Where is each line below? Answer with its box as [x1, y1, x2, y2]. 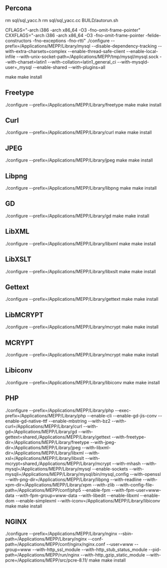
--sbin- [118, 530, 133, 537]
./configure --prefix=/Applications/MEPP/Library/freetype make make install [5, 102, 161, 108]
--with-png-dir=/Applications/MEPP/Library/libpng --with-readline [5, 476, 142, 482]
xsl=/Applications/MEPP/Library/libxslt [5, 455, 84, 461]
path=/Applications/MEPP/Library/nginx [5, 536, 87, 542]
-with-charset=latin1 [5, 59, 47, 65]
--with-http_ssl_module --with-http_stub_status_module [32, 546, 147, 552]
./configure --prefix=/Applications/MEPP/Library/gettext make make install [5, 296, 158, 302]
